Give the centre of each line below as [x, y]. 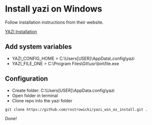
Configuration [27, 79]
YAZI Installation [21, 31]
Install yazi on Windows [54, 9]
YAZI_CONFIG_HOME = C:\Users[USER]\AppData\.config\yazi [73, 58]
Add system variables [39, 47]
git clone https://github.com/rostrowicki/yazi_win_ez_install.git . [76, 110]
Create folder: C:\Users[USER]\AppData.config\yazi [63, 90]
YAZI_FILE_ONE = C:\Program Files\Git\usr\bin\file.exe [65, 63]
